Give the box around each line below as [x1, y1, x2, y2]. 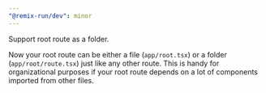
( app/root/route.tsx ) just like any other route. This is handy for [8, 58, 220, 68]
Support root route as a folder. [8, 34, 109, 44]
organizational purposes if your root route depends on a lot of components [8, 66, 258, 77]
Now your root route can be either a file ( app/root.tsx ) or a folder [8, 49, 227, 59]
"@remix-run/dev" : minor [8, 11, 92, 20]
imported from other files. [8, 75, 95, 85]
